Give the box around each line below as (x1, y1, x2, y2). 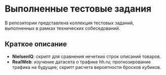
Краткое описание (5, 40, 67, 49)
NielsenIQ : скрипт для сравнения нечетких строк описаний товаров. (12, 53, 161, 59)
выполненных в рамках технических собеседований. (5, 25, 120, 31)
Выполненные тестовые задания (5, 3, 152, 15)
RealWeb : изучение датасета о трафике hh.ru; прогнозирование (12, 59, 151, 65)
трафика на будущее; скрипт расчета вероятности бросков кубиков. (12, 64, 161, 70)
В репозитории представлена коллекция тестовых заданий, (5, 20, 135, 26)
